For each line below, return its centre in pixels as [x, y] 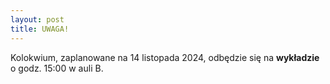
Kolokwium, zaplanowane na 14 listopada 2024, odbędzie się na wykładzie [165, 57]
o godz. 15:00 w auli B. [57, 68]
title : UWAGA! [40, 29]
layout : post [37, 19]
